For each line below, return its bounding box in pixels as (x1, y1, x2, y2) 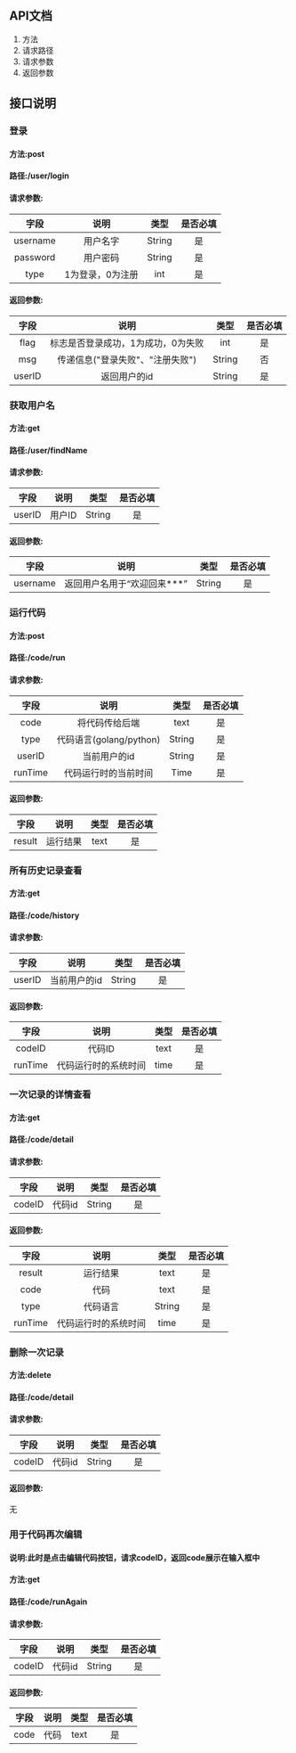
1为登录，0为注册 (64, 268, 140, 281)
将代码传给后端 (76, 717, 140, 729)
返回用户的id (100, 370, 154, 382)
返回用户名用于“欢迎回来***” (64, 578, 188, 590)
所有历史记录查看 (9, 864, 83, 876)
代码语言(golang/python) (56, 733, 161, 746)
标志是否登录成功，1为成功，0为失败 (50, 337, 204, 349)
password (13, 250, 56, 263)
